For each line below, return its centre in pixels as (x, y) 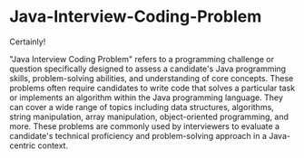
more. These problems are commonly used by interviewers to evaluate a (144, 126)
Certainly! (28, 42)
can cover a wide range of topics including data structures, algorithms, (142, 107)
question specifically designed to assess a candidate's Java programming (148, 69)
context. (53, 145)
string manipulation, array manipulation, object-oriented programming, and (149, 116)
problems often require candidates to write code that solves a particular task (152, 88)
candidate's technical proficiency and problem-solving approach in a (138, 135)
